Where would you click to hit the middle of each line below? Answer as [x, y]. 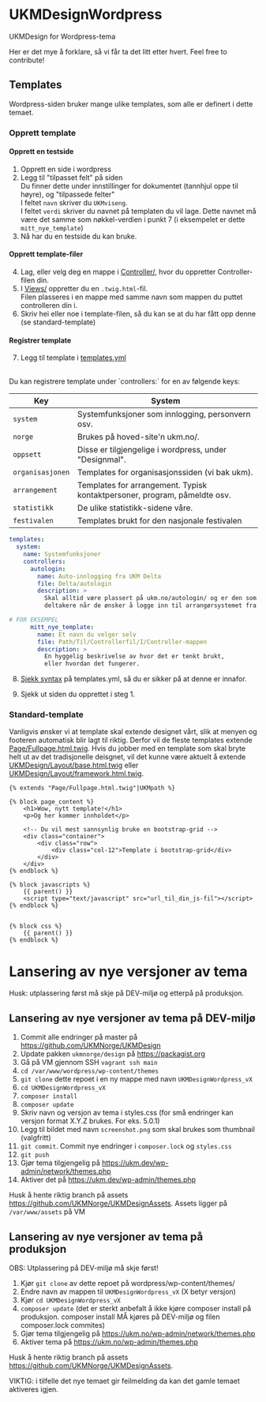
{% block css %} [36, 926]
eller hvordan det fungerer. [92, 664]
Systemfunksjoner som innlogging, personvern [164, 414]
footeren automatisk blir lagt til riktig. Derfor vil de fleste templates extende [131, 740]
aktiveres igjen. [34, 1389]
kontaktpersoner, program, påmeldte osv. [154, 495]
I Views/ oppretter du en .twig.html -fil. [84, 289]
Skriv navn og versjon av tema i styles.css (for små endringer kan [127, 1113]
